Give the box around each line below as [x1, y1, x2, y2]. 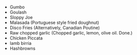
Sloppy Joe [9, 15, 33, 20]
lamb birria [9, 40, 32, 46]
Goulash [9, 9, 27, 15]
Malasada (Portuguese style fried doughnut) [9, 19, 99, 25]
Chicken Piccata [9, 35, 43, 41]
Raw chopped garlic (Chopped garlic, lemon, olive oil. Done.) [9, 30, 133, 36]
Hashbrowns [9, 46, 36, 51]
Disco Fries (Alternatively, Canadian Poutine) [9, 25, 100, 31]
